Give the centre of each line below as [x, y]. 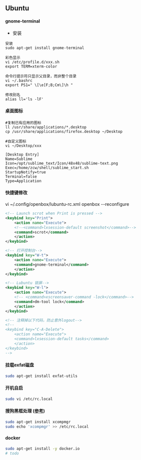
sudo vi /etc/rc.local [29, 399]
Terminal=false [21, 176]
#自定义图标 [16, 141]
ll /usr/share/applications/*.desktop [46, 127]
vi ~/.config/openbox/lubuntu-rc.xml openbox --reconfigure [67, 204]
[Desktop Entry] [22, 155]
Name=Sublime [19, 159]
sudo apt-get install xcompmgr [38, 422]
